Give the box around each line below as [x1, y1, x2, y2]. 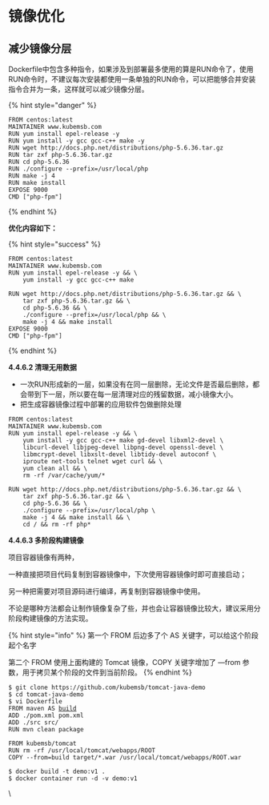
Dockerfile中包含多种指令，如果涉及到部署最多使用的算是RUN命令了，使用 [8, 65, 254, 74]
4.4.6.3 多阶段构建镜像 [8, 535, 84, 545]
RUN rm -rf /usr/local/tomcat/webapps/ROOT [8, 747, 156, 755]
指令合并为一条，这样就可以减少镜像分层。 [8, 85, 149, 94]
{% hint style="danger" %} [8, 101, 98, 110]
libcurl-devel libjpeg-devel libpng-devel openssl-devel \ [22, 443, 224, 451]
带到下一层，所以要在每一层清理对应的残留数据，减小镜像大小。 [26, 390, 238, 398]
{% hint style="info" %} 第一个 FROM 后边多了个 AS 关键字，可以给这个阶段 [8, 631, 259, 640]
